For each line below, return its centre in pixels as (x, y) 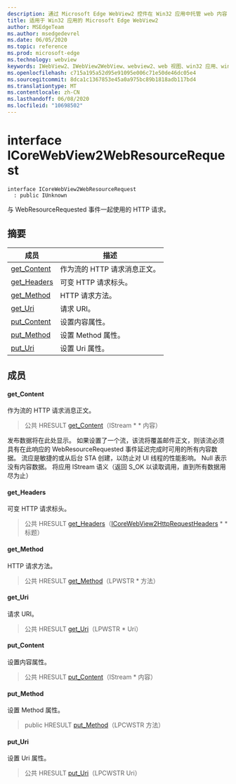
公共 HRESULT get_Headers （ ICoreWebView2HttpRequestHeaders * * (126, 524)
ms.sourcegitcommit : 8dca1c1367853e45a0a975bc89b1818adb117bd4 (102, 79)
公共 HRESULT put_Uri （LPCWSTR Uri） (83, 773)
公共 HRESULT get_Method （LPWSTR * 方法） (92, 581)
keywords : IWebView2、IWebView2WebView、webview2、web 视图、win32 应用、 (114, 66)
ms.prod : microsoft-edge (44, 54)
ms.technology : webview (42, 60)
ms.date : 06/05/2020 (38, 40)
